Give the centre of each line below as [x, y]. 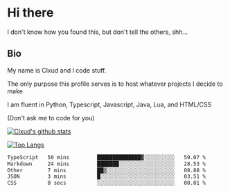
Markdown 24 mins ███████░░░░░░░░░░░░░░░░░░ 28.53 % [107, 164]
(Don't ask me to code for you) [51, 118]
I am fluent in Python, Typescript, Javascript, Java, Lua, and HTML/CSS [109, 104]
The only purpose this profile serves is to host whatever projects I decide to [115, 84]
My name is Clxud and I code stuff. [57, 70]
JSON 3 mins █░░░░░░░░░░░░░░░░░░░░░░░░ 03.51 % [107, 177]
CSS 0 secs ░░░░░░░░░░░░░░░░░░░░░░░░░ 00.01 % [107, 183]
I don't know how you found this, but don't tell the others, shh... [98, 32]
